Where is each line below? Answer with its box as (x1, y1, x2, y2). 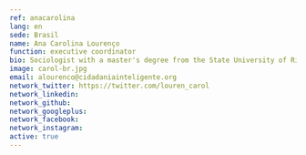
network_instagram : (9, 124, 84, 133)
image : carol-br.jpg (9, 65, 88, 74)
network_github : (9, 98, 71, 108)
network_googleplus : (9, 107, 88, 116)
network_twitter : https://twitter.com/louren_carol (9, 81, 209, 90)
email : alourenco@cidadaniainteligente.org (9, 73, 178, 82)
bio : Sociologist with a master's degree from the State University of (9, 56, 287, 65)
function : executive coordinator (9, 47, 137, 57)
